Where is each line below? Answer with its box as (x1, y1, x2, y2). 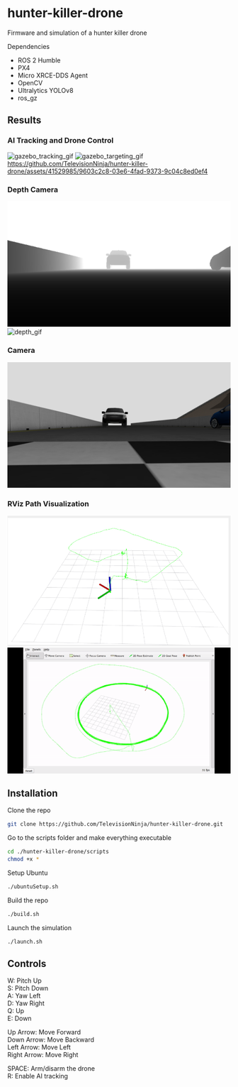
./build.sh (7, 910, 40, 917)
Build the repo (7, 896, 48, 905)
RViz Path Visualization (7, 499, 90, 509)
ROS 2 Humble (17, 55, 61, 65)
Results (7, 114, 42, 126)
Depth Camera (7, 185, 59, 195)
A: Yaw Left (7, 992, 41, 1000)
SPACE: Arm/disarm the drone (7, 1064, 96, 1073)
